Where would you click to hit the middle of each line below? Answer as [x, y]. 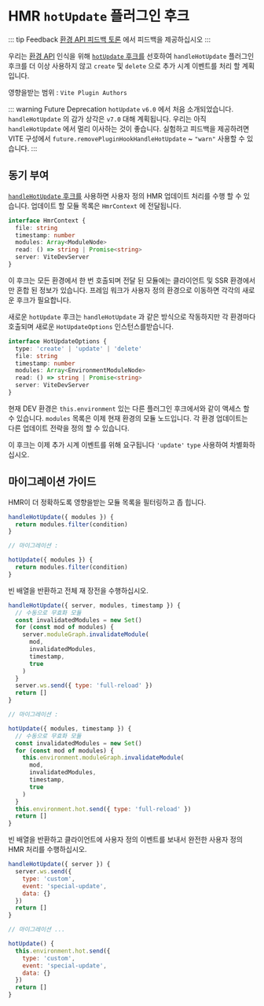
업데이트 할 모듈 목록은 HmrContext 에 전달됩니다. [106, 206]
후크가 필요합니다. [44, 300]
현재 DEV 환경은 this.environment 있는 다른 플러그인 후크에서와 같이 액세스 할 [129, 408]
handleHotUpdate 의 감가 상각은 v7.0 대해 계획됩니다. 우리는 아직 [107, 119]
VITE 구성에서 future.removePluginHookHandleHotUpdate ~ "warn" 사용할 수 [126, 138]
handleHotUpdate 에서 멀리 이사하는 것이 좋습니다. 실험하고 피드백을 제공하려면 [129, 128]
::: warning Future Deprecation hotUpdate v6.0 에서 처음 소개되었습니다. [121, 109]
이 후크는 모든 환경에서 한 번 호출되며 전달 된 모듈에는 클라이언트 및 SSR [118, 280]
